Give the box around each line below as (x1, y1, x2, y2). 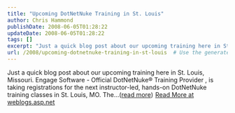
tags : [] (7, 36, 33, 43)
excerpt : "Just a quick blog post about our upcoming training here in (7, 43, 220, 50)
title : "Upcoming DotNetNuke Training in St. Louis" (7, 10, 164, 17)
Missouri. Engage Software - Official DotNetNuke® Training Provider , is (7, 75, 214, 84)
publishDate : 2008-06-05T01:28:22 (7, 23, 108, 30)
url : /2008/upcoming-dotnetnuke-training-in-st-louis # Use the (7, 50, 201, 56)
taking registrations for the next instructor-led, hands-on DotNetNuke (7, 83, 207, 91)
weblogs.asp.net (7, 98, 55, 106)
